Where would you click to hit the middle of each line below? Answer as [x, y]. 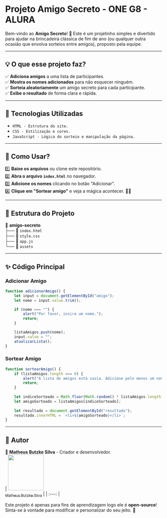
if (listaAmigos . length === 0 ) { [49, 374]
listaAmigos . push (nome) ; [40, 332]
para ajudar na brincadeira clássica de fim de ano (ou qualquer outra [75, 39]
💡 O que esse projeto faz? [45, 64]
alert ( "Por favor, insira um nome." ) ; [63, 314]
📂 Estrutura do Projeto [40, 213]
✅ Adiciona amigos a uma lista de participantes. [55, 76]
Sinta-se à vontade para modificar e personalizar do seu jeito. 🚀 [70, 510]
